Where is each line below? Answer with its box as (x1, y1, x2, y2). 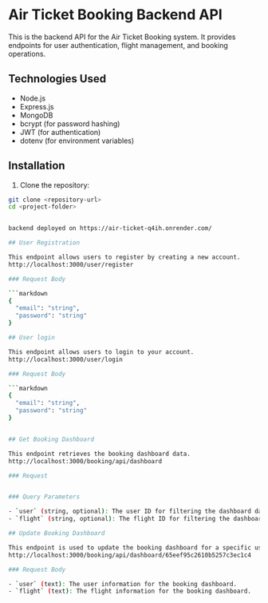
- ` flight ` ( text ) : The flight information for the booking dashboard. (8, 587, 251, 596)
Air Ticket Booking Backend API (8, 6, 223, 24)
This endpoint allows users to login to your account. (8, 347, 195, 356)
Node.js (19, 93, 46, 103)
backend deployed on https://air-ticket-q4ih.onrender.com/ (8, 224, 213, 232)
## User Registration (8, 239, 81, 247)
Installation (8, 159, 65, 173)
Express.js (19, 101, 54, 111)
